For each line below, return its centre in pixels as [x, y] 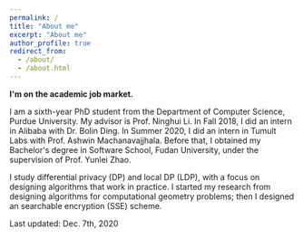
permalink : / [34, 18]
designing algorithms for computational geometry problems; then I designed [152, 196]
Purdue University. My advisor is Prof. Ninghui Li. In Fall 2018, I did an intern [151, 121]
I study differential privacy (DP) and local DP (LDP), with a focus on [135, 176]
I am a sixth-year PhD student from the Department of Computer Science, [147, 111]
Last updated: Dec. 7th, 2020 [64, 224]
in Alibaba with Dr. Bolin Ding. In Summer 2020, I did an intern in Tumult [143, 130]
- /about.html [44, 69]
